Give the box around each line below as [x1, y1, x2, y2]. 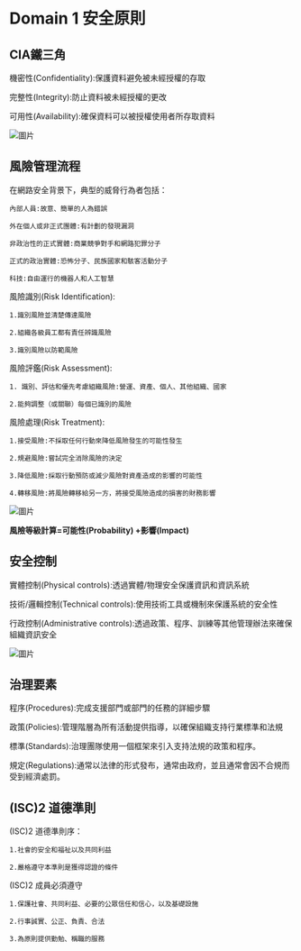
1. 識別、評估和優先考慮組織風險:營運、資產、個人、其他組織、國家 [9, 382, 227, 391]
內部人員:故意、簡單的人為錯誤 [9, 204, 108, 213]
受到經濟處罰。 [9, 772, 65, 782]
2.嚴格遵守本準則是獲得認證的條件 [9, 863, 119, 873]
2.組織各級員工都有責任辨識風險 [9, 328, 112, 337]
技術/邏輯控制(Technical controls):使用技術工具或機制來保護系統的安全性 [9, 599, 278, 609]
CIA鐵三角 [9, 47, 67, 62]
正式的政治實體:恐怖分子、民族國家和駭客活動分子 [9, 256, 169, 266]
